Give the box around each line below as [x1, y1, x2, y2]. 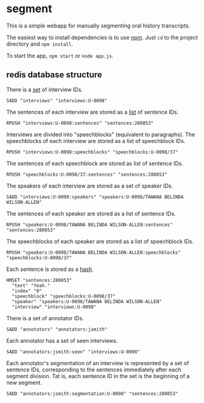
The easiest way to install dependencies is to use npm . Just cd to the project [6, 33, 198, 41]
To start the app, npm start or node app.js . [6, 52, 114, 59]
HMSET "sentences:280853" [6, 277, 72, 283]
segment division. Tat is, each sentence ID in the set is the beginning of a [6, 372, 190, 379]
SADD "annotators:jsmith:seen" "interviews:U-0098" [6, 349, 140, 355]
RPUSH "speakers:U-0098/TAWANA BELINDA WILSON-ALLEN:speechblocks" [6, 249, 181, 256]
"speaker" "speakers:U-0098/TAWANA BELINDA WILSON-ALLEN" [12, 298, 163, 304]
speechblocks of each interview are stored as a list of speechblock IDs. [6, 137, 186, 144]
